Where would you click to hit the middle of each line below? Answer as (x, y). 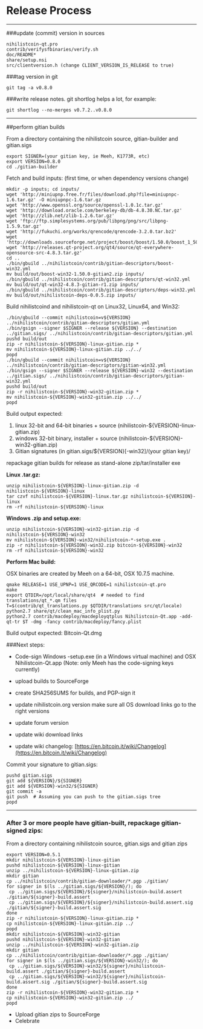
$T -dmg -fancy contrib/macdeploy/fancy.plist (82, 622)
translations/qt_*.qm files (42, 601)
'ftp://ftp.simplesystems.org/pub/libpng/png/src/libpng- (94, 221)
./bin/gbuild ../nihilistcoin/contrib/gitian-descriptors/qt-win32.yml (98, 279)
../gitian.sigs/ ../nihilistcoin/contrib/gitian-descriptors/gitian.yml (100, 333)
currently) (27, 669)
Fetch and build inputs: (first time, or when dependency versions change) (98, 178)
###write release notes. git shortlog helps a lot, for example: (82, 99)
